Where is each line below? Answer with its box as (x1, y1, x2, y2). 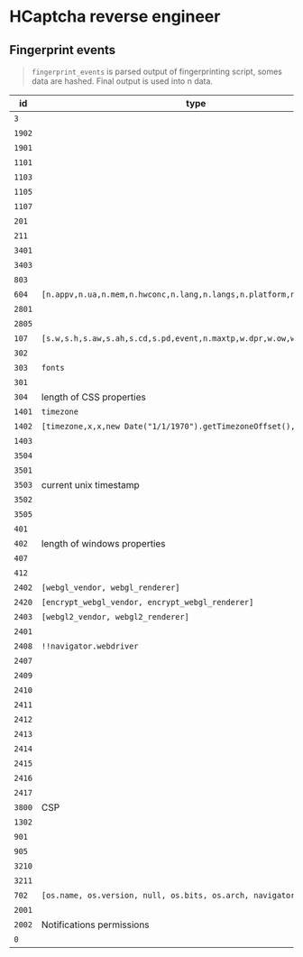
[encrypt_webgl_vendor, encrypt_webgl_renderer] (41, 597, 254, 607)
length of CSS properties (41, 391, 146, 403)
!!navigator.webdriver (41, 641, 139, 651)
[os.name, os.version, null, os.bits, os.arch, (41, 890, 250, 900)
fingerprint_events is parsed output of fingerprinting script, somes (31, 66, 282, 77)
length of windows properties (41, 538, 166, 549)
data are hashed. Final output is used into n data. (31, 76, 214, 87)
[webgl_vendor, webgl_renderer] (41, 583, 180, 593)
